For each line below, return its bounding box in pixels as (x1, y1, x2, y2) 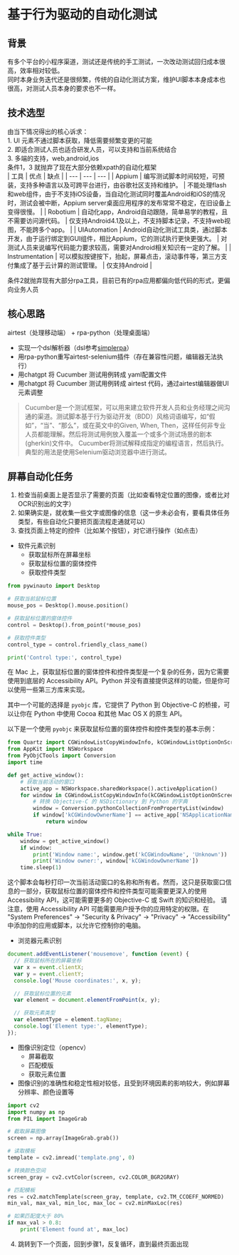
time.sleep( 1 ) (20, 864, 62, 871)
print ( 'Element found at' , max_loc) (20, 1226, 129, 1234)
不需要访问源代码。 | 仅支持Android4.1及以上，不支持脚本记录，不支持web (7, 216, 225, 225)
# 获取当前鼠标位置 (7, 595, 57, 603)
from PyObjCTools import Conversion (7, 752, 116, 759)
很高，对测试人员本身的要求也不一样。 (7, 84, 119, 93)
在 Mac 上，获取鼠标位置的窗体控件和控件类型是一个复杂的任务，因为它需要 (7, 667, 230, 676)
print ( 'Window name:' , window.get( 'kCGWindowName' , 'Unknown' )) (33, 851, 228, 858)
